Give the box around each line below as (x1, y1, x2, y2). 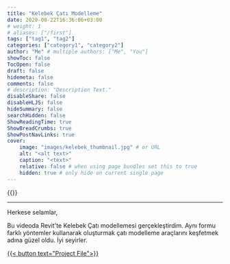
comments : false (7, 80, 53, 87)
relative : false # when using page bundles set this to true (19, 163, 197, 170)
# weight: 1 (7, 23, 41, 29)
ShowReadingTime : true (7, 118, 72, 125)
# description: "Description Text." (7, 86, 112, 93)
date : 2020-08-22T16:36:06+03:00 (7, 16, 103, 23)
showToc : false (7, 55, 51, 62)
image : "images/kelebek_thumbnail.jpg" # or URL (19, 144, 161, 151)
